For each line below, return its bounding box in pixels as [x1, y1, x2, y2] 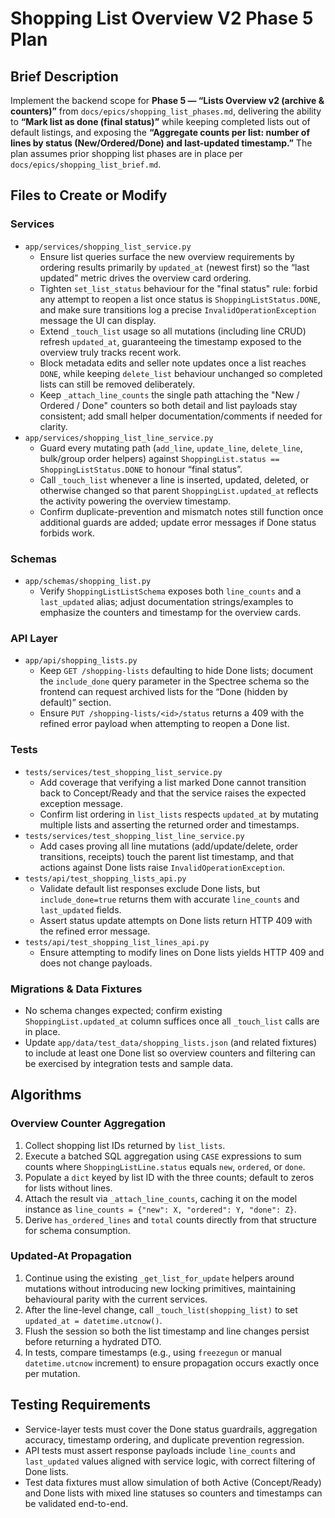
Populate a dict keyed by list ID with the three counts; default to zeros [24, 1171, 315, 1183]
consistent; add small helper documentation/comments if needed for [39, 410, 323, 422]
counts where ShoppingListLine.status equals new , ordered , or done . [24, 1160, 306, 1172]
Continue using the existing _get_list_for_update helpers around [24, 1272, 295, 1284]
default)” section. [39, 697, 112, 709]
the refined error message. [39, 925, 151, 937]
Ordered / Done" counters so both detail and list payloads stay [39, 399, 298, 411]
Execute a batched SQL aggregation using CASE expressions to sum [24, 1150, 302, 1162]
